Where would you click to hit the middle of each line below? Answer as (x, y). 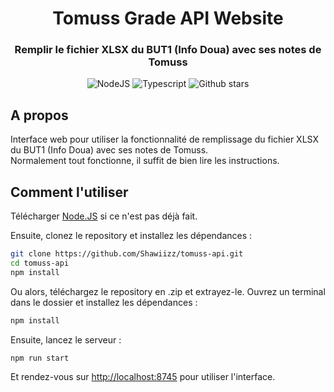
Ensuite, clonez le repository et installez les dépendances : (131, 236)
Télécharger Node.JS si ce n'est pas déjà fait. (104, 216)
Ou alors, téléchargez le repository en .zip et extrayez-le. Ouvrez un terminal (168, 291)
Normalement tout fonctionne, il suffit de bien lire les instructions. (145, 161)
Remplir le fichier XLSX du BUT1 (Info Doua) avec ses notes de (168, 50)
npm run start (40, 358)
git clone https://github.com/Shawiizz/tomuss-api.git (127, 254)
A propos (39, 115)
